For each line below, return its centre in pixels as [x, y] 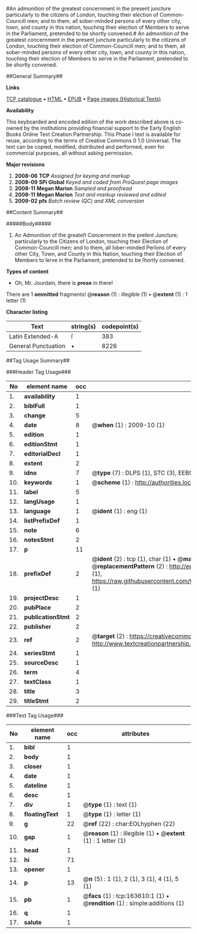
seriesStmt [40, 653]
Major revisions [26, 164]
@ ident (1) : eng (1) [120, 511]
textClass [38, 682]
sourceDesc [41, 663]
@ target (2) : [110, 636]
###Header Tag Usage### [39, 372]
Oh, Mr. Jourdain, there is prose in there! [64, 283]
